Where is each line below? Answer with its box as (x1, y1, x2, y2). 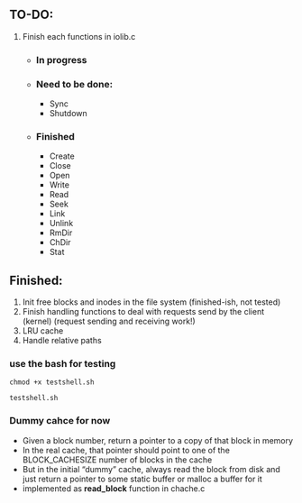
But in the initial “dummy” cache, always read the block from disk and (22, 463, 281, 474)
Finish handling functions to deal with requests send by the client (22, 306, 265, 317)
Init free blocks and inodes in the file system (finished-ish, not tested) (22, 297, 281, 307)
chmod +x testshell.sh (9, 378, 95, 387)
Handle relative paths (22, 335, 102, 346)
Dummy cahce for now (9, 415, 111, 427)
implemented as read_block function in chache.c (22, 482, 206, 494)
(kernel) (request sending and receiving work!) (22, 316, 196, 327)
